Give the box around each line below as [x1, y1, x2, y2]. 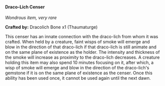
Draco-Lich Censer [5, 4, 45, 10]
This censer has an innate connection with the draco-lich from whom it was [5, 34, 159, 40]
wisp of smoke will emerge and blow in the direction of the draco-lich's [5, 65, 149, 71]
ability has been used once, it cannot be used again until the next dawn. [5, 75, 151, 81]
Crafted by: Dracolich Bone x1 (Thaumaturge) [5, 24, 98, 30]
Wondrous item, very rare [5, 15, 57, 21]
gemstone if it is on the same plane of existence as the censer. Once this [5, 70, 153, 76]
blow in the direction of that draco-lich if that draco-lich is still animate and [5, 44, 157, 50]
